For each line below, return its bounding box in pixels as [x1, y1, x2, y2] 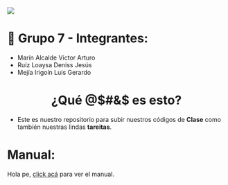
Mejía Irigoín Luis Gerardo [17, 68, 91, 76]
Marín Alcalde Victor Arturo [17, 53, 96, 62]
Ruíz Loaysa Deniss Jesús [17, 60, 92, 69]
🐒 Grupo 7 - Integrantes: [7, 30, 148, 46]
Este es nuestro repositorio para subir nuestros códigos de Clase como [17, 115, 222, 123]
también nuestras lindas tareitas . [17, 123, 112, 131]
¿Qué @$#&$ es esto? [51, 93, 182, 108]
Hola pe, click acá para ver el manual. [7, 170, 114, 178]
